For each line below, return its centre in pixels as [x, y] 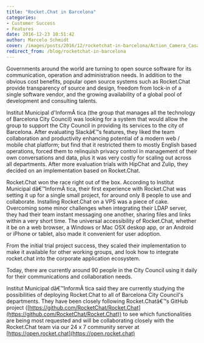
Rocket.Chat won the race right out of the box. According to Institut [90, 182]
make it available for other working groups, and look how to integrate [93, 251]
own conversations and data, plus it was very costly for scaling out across [99, 158]
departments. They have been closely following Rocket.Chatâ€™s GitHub [97, 301]
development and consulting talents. [52, 101]
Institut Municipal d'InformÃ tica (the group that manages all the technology [101, 112]
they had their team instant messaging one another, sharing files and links [99, 214]
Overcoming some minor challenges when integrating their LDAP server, [97, 208]
